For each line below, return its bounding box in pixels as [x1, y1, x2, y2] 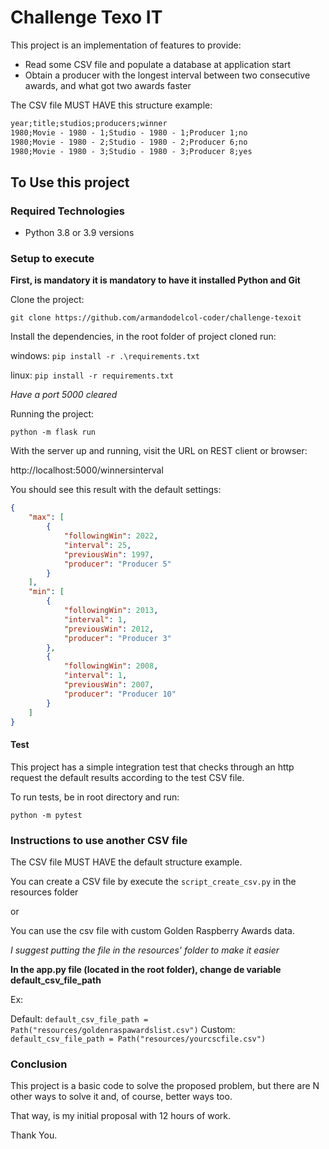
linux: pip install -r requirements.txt [10, 369, 174, 381]
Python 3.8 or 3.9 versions [24, 227, 135, 239]
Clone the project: [10, 294, 85, 306]
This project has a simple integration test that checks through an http [10, 761, 295, 773]
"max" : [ [28, 512, 65, 523]
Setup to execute [10, 252, 95, 266]
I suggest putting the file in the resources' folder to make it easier [10, 944, 280, 956]
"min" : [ [28, 587, 65, 597]
